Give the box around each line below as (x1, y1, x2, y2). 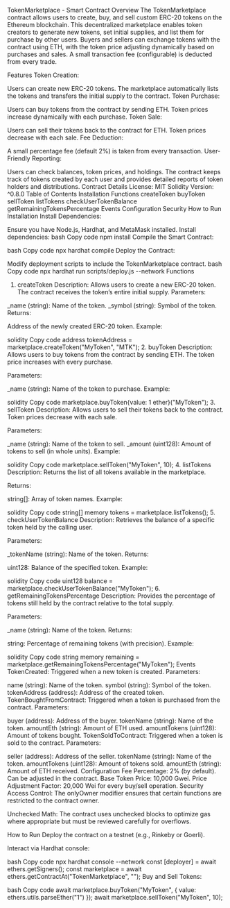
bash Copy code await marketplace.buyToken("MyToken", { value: (7, 886, 196, 894)
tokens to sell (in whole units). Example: (7, 447, 121, 455)
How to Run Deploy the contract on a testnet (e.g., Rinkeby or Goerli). (7, 831, 206, 839)
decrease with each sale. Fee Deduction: (7, 133, 123, 142)
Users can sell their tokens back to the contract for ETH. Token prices (7, 126, 206, 134)
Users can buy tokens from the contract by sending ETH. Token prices (7, 106, 209, 113)
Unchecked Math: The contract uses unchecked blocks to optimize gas (7, 810, 211, 818)
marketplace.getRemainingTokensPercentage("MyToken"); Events (7, 660, 196, 669)
